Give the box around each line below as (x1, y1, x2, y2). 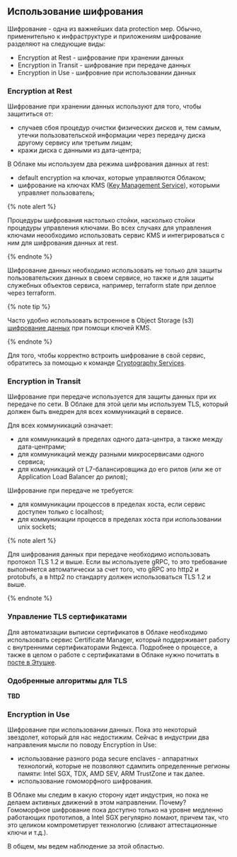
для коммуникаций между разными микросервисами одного (17, 450, 204, 459)
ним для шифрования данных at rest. (7, 239, 119, 247)
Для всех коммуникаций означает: (7, 421, 113, 430)
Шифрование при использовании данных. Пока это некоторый (7, 726, 197, 734)
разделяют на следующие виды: (7, 39, 106, 48)
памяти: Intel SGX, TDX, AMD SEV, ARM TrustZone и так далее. (17, 769, 205, 778)
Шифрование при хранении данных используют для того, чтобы (7, 102, 202, 111)
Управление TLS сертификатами (7, 612, 127, 622)
